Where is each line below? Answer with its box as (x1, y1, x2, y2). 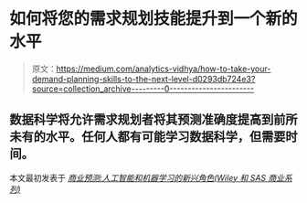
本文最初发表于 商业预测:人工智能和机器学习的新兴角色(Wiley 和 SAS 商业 (9, 172, 285, 183)
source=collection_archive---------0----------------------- (31, 83, 254, 94)
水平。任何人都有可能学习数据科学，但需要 (45, 129, 286, 144)
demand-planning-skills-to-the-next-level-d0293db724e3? (31, 73, 256, 84)
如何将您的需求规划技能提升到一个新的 (9, 8, 299, 29)
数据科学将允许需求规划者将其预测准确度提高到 (9, 112, 274, 128)
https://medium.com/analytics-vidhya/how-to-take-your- (56, 63, 271, 74)
